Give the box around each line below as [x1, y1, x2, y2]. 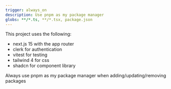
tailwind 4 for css [12, 57, 50, 63]
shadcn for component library [12, 62, 76, 69]
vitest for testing [12, 52, 48, 58]
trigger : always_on [5, 7, 47, 13]
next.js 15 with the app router [12, 41, 74, 47]
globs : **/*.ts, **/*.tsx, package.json [5, 17, 93, 22]
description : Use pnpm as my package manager [5, 12, 104, 17]
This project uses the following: [5, 31, 72, 37]
